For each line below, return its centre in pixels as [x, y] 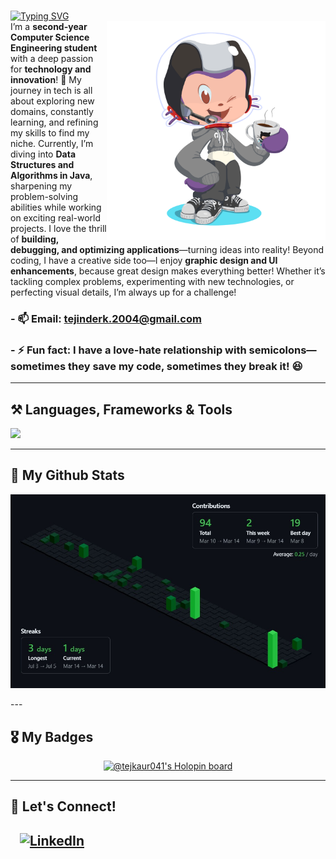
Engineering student [54, 48]
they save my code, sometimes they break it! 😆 [185, 366]
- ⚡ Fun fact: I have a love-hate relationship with [128, 350]
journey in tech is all [51, 90]
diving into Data [43, 154]
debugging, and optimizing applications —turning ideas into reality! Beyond [167, 249]
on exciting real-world [56, 218]
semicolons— [282, 350]
